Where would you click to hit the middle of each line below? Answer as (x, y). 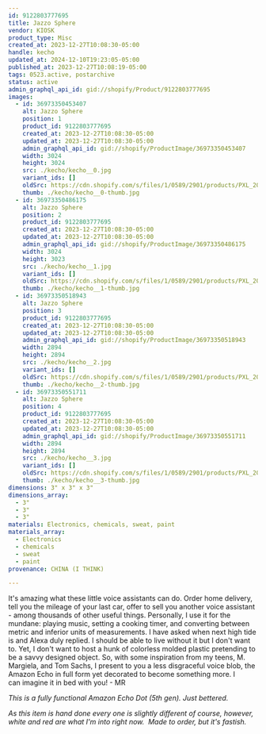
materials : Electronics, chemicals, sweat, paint (92, 525)
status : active (33, 82)
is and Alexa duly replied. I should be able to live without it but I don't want (129, 640)
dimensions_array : (38, 495)
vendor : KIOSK (32, 30)
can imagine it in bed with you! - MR (67, 682)
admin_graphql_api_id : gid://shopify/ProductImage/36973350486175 (134, 244)
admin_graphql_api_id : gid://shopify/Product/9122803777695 (110, 89)
